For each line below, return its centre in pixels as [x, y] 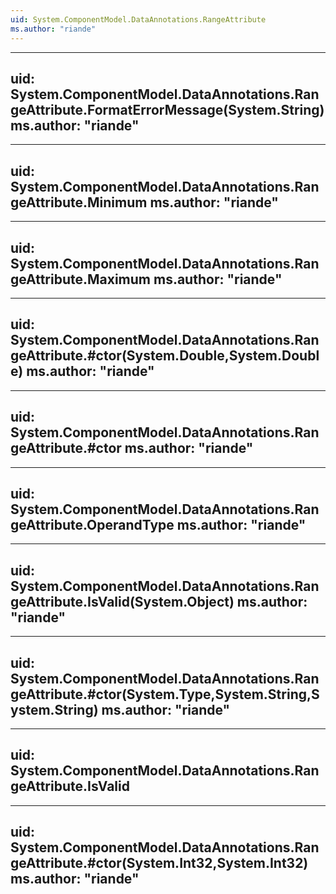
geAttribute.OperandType [92, 524]
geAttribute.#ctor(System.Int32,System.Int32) [159, 863]
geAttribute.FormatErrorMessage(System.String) [167, 109]
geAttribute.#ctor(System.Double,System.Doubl [165, 356]
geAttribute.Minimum [79, 202]
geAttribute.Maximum [81, 279]
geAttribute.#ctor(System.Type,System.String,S [165, 694]
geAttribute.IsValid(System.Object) [122, 601]
